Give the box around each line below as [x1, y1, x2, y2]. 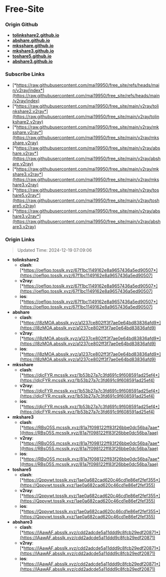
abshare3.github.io [12, 58, 53, 65]
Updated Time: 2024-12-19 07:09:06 [17, 247, 92, 253]
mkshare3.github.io [12, 48, 54, 54]
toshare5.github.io [12, 53, 52, 59]
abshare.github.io [12, 38, 50, 43]
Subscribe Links [5, 71, 45, 77]
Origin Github [5, 21, 39, 28]
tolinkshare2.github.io [12, 32, 59, 38]
